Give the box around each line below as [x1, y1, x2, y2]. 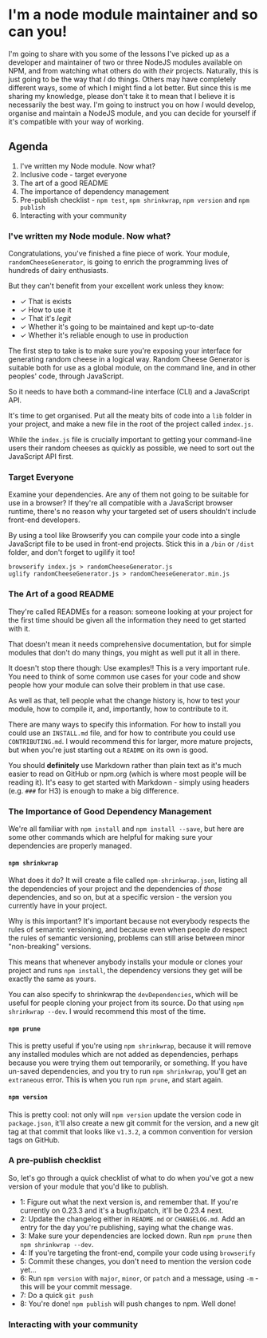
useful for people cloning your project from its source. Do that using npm [8, 998, 245, 1007]
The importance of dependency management [19, 186, 170, 196]
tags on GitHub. [8, 1135, 60, 1145]
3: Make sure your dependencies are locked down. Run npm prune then [19, 1231, 253, 1241]
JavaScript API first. [8, 452, 74, 461]
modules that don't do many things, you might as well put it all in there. [8, 647, 241, 657]
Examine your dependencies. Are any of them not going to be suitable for [8, 489, 249, 500]
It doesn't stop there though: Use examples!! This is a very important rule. [8, 663, 250, 672]
